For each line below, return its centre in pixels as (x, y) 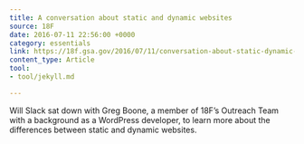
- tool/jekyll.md (42, 77)
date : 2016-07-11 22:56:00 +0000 (72, 34)
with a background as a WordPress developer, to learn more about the (140, 120)
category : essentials (50, 43)
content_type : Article (52, 60)
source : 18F (32, 26)
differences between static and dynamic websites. (103, 130)
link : (19, 52)
